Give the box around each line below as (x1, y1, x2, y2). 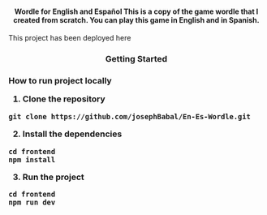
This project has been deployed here (8, 33, 131, 43)
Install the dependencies (22, 128, 123, 140)
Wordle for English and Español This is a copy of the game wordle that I (14, 6, 259, 16)
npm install (8, 155, 56, 164)
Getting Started (105, 54, 168, 65)
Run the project (22, 171, 85, 183)
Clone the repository (22, 93, 106, 105)
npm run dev (8, 198, 56, 207)
